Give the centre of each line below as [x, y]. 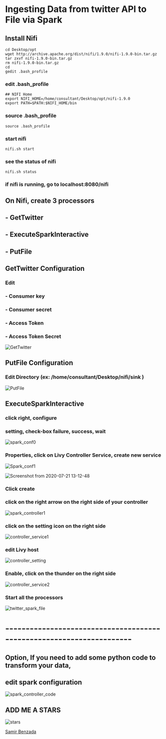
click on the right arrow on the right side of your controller [77, 502]
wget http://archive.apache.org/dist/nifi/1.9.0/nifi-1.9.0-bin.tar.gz [81, 54]
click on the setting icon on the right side [56, 526]
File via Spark [34, 20]
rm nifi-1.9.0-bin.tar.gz [32, 63]
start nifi [16, 138]
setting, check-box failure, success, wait [56, 431]
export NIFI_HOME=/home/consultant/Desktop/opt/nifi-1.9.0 [68, 99]
